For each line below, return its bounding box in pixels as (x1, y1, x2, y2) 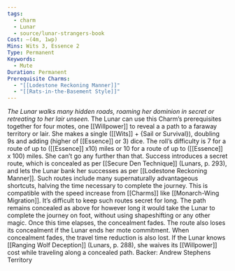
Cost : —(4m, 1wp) (7, 36, 58, 43)
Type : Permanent (7, 50, 55, 57)
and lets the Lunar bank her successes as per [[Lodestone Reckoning (7, 167, 208, 175)
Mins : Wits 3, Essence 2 (7, 43, 80, 50)
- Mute (13, 62, 33, 69)
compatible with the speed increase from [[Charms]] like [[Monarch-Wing (7, 189, 220, 198)
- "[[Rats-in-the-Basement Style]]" (13, 88, 120, 95)
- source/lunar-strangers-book (13, 29, 105, 37)
